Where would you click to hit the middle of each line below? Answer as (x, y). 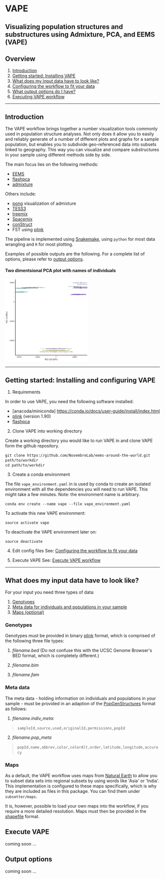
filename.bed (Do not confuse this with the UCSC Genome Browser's (82, 651)
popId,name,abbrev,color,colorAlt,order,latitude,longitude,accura (87, 747)
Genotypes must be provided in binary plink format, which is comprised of (80, 636)
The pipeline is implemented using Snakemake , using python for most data (80, 239)
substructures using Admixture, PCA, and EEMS (80, 34)
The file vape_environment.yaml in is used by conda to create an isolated (78, 484)
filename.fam (26, 675)
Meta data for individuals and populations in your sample (70, 607)
